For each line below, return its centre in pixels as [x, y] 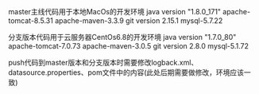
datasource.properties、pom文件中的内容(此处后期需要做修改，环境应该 [126, 72]
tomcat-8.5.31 [31, 21]
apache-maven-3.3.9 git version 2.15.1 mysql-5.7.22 [139, 21]
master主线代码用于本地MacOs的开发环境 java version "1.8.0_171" [114, 12]
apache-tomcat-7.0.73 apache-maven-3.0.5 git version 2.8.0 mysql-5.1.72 [128, 46]
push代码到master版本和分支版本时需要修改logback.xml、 [103, 63]
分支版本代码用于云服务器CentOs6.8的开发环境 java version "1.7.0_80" [122, 37]
